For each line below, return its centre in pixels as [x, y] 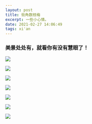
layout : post [19, 10]
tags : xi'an [18, 29]
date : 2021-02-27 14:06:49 [34, 24]
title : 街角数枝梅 [23, 15]
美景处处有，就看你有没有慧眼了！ [47, 48]
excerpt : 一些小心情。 [27, 19]
